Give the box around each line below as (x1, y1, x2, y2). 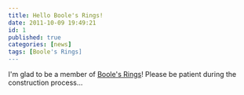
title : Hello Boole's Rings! (8, 11, 104, 20)
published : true (8, 33, 61, 42)
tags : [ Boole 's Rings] (8, 48, 82, 56)
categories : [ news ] (8, 41, 72, 49)
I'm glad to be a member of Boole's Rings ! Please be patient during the (8, 70, 237, 79)
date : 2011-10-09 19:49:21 (8, 19, 97, 27)
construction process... (8, 78, 83, 87)
